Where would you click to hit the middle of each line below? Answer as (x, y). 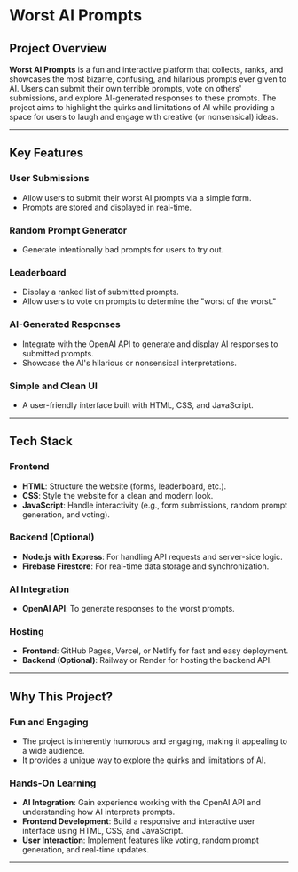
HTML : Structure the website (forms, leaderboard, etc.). (124, 486)
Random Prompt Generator (68, 230)
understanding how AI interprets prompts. (98, 812)
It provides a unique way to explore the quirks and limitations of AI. (144, 760)
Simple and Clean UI (53, 386)
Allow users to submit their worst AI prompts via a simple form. (137, 197)
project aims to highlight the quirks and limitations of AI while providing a (142, 107)
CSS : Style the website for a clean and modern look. (118, 495)
